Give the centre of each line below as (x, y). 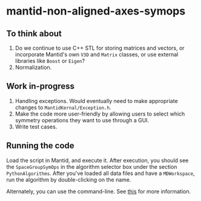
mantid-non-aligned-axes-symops (96, 11)
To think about (34, 34)
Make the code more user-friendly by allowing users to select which (100, 114)
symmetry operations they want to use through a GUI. (82, 120)
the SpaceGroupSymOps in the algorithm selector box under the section (92, 166)
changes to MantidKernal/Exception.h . (63, 107)
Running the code (40, 146)
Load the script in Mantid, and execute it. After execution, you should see (97, 160)
